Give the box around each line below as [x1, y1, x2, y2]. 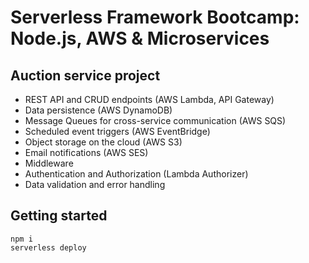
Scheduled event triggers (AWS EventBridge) [24, 126, 211, 137]
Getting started [10, 207, 108, 225]
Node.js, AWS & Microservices [10, 27, 270, 50]
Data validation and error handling [24, 179, 166, 190]
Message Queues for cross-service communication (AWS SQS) [24, 115, 287, 126]
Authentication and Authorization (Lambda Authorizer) [24, 168, 249, 180]
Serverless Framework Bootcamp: [10, 6, 300, 29]
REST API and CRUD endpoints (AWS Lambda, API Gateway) [24, 94, 275, 105]
